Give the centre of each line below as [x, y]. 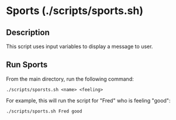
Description [28, 32]
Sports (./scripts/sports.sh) [75, 11]
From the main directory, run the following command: [70, 79]
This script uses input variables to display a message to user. [80, 46]
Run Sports [27, 65]
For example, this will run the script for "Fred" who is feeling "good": [88, 100]
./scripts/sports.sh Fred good [44, 111]
